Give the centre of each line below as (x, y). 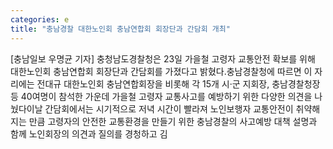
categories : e (40, 19)
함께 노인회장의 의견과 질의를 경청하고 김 (89, 133)
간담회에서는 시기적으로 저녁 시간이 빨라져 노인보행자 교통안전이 (169, 108)
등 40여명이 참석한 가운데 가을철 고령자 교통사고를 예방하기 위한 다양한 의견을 (161, 96)
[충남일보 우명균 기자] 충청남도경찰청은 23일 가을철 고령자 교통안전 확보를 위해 (163, 58)
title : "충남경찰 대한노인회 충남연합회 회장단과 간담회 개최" (120, 29)
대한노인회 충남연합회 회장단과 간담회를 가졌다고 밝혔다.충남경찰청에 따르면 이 (161, 71)
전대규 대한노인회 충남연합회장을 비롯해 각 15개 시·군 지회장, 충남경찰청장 (178, 83)
